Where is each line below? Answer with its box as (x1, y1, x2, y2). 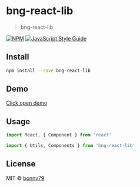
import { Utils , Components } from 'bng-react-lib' (6, 143, 135, 149)
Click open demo (6, 99, 48, 106)
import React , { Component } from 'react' (6, 132, 112, 138)
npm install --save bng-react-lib (6, 68, 91, 74)
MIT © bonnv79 (6, 175, 45, 182)
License (6, 159, 36, 169)
